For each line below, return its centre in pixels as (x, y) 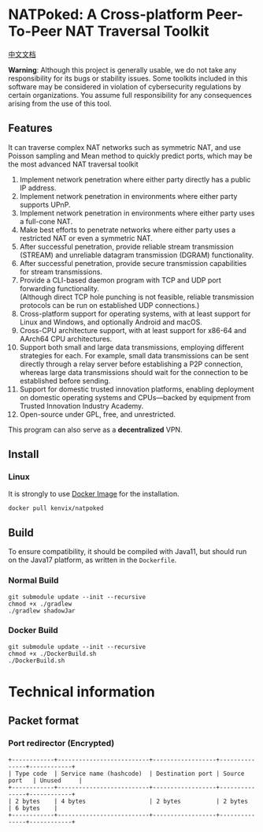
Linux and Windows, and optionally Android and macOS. (111, 322)
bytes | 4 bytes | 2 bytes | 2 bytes (135, 801)
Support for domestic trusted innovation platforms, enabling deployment (137, 389)
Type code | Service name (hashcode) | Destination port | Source (130, 774)
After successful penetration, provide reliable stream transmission (126, 246)
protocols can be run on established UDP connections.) (109, 305)
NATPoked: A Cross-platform (106, 15)
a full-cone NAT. (46, 221)
